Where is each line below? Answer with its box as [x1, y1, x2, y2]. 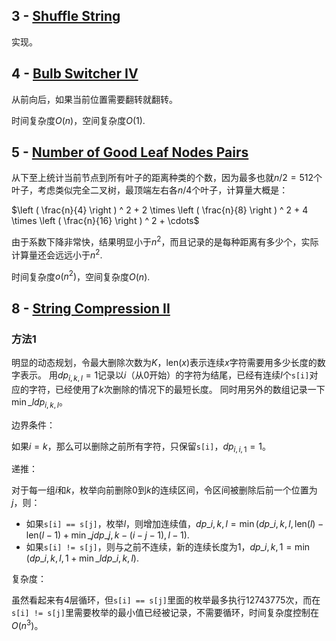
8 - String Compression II [11, 300, 171, 317]
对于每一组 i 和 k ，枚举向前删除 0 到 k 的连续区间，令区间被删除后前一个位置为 [11, 484, 318, 496]
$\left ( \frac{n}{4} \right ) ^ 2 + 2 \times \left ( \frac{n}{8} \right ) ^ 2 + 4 [11, 204, 309, 216]
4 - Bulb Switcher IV [11, 65, 139, 83]
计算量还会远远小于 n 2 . [11, 247, 103, 261]
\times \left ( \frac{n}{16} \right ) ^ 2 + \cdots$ [11, 215, 200, 227]
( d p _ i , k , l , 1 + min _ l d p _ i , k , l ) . [25, 552, 139, 564]
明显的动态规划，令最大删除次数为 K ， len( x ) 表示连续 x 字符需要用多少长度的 [11, 357, 318, 369]
